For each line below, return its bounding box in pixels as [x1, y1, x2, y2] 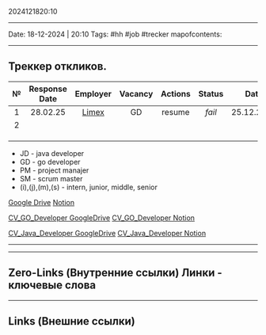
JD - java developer [19, 148, 85, 158]
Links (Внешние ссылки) [8, 314, 136, 328]
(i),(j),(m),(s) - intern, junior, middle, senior [19, 182, 158, 192]
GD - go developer [19, 157, 81, 166]
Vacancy [119, 88, 154, 99]
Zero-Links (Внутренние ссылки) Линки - [8, 266, 223, 280]
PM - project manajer [19, 166, 89, 175]
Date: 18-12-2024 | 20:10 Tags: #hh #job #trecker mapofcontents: [8, 29, 222, 39]
